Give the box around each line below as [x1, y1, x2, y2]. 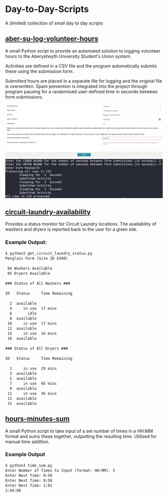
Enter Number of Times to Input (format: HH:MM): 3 [5, 468, 115, 473]
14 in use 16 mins [7, 331, 57, 336]
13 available [7, 396, 37, 401]
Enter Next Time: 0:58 [5, 478, 52, 483]
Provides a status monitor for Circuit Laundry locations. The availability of [5, 221, 156, 227]
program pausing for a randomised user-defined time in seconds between [5, 89, 158, 95]
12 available [7, 326, 37, 331]
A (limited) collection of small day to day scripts [5, 20, 103, 26]
